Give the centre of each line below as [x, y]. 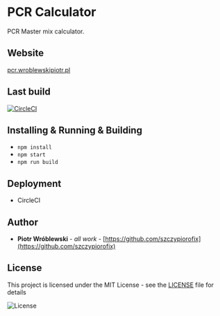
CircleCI [28, 200]
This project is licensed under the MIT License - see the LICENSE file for [110, 285]
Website [25, 53]
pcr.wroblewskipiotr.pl [39, 69]
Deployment [34, 184]
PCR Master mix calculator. [46, 31]
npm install [34, 148]
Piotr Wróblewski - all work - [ [61, 239]
